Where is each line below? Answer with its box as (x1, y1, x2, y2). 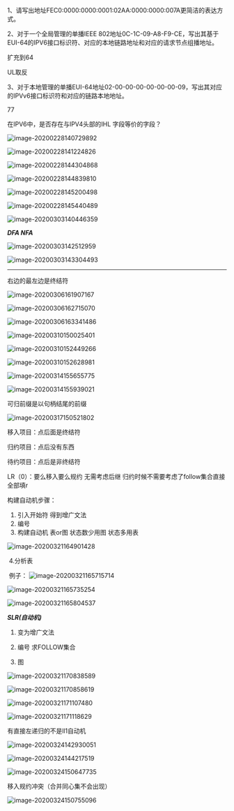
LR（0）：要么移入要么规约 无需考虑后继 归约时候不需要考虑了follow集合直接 (7, 473, 226, 480)
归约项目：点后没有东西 (7, 442, 75, 451)
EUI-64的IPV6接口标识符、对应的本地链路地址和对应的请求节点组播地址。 (7, 38, 218, 47)
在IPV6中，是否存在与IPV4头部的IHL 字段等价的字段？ (7, 120, 162, 128)
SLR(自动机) (7, 613, 42, 621)
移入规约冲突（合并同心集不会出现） (7, 782, 111, 790)
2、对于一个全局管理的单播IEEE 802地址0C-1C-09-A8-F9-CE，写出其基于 (7, 30, 219, 38)
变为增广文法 (17, 628, 54, 637)
